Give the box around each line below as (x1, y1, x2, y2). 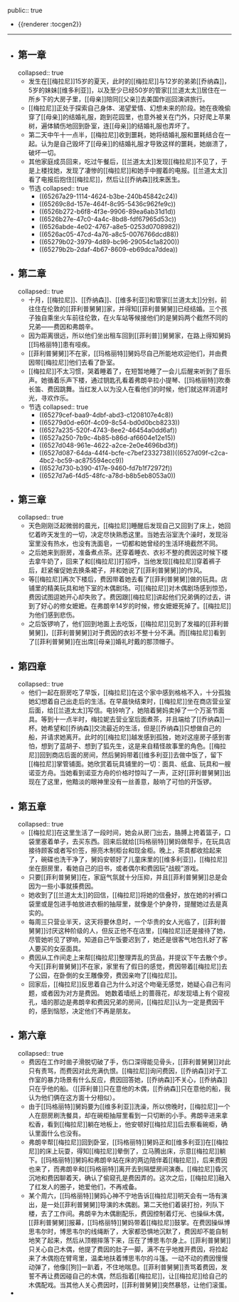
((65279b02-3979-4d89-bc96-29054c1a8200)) (38, 237, 180, 246)
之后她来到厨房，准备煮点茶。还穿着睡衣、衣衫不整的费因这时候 (28, 548, 216, 557)
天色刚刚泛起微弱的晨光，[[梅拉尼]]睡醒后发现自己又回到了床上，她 (28, 521, 225, 530)
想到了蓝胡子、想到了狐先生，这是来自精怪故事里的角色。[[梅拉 (41, 742, 226, 750)
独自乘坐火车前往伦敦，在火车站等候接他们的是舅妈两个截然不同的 (34, 313, 228, 322)
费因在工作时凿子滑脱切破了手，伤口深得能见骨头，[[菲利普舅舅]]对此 (28, 1057, 231, 1066)
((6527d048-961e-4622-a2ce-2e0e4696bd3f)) (38, 440, 179, 449)
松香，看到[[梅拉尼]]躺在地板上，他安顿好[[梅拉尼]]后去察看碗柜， (28, 1120, 222, 1129)
